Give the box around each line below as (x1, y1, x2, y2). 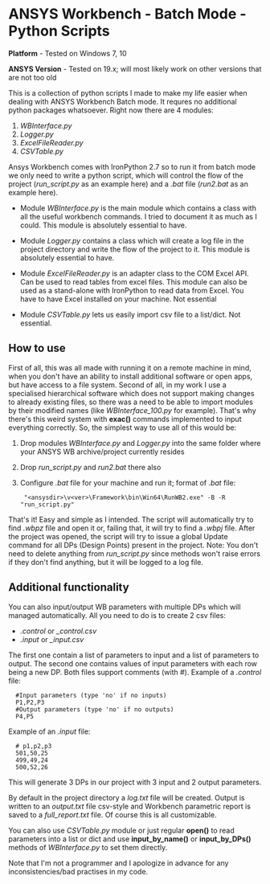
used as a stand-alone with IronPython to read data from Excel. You (19, 285, 244, 295)
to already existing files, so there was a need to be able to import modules (8, 397, 253, 407)
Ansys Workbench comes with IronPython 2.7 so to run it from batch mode (8, 162, 256, 171)
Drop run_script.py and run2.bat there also (19, 462, 162, 472)
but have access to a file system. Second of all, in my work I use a (8, 379, 227, 390)
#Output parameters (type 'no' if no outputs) (15, 705, 174, 714)
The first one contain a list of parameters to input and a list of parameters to (8, 650, 260, 660)
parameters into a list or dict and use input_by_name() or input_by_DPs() (8, 833, 252, 844)
